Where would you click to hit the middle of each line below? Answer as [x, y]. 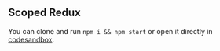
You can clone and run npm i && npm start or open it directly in [111, 31]
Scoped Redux [44, 13]
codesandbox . [31, 39]
